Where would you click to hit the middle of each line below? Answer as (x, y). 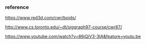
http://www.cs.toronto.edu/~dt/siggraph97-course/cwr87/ (63, 27)
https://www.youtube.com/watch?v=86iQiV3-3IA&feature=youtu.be (73, 37)
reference (17, 7)
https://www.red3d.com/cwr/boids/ (41, 18)
